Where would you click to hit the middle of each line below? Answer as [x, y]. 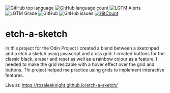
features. [15, 75]
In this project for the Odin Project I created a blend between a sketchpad [82, 48]
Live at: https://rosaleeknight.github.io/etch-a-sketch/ [62, 85]
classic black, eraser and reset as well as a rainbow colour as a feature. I [81, 59]
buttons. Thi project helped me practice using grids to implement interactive [85, 69]
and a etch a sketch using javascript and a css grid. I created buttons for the [85, 53]
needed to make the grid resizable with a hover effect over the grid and [80, 64]
